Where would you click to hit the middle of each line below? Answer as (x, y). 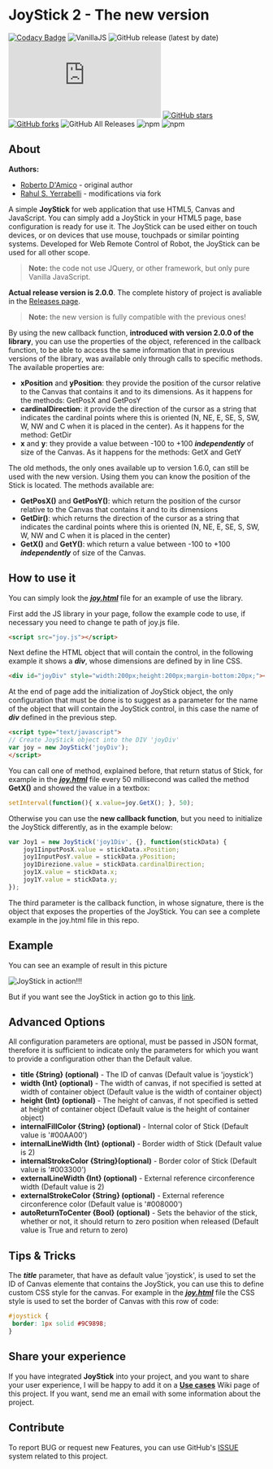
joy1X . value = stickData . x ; (70, 872)
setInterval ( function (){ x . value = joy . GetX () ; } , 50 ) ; (102, 802)
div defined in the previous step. (63, 718)
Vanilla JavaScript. (59, 276)
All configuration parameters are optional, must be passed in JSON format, (133, 1041)
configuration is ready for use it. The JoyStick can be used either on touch (133, 226)
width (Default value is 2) (62, 1187)
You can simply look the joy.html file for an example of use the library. (126, 598)
